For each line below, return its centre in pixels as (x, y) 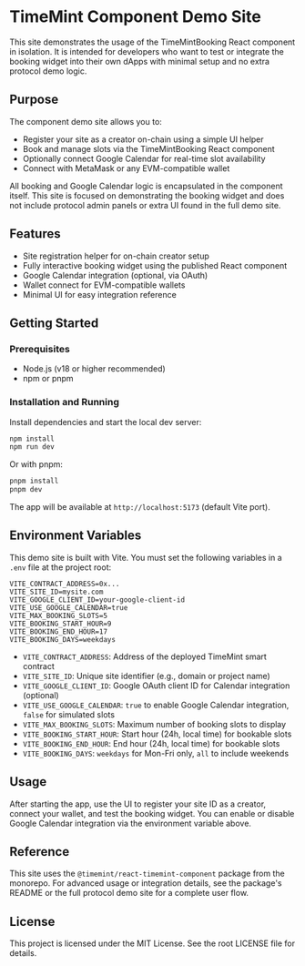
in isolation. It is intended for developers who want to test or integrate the (147, 51)
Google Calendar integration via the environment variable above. (131, 823)
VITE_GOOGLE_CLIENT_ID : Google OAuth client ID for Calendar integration (156, 686)
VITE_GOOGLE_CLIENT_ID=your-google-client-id (97, 600)
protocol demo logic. (48, 71)
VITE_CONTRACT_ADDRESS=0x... (65, 584)
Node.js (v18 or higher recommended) (94, 369)
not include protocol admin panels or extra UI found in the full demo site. (145, 205)
